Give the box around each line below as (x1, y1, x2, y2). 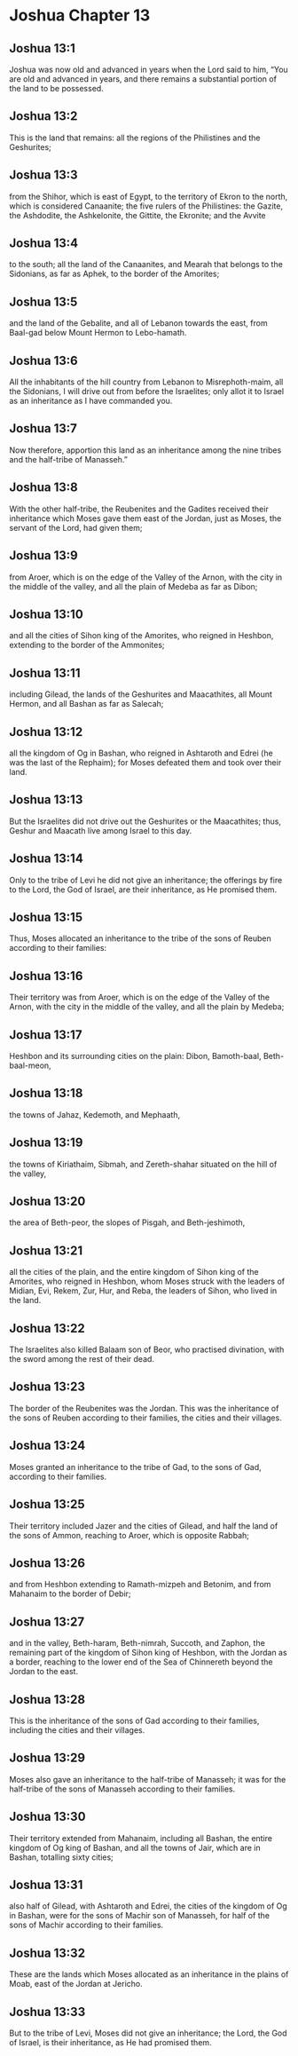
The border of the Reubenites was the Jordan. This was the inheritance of (9, 1403, 279, 1413)
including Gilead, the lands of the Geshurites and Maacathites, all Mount (9, 689, 273, 700)
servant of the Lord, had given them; (9, 522, 143, 533)
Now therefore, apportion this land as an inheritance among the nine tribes (9, 445, 282, 455)
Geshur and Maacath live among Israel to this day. (9, 825, 192, 835)
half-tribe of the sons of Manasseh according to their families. (9, 1783, 236, 1794)
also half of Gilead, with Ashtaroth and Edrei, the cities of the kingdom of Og (9, 1901, 288, 1911)
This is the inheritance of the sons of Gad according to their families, (9, 1715, 260, 1726)
